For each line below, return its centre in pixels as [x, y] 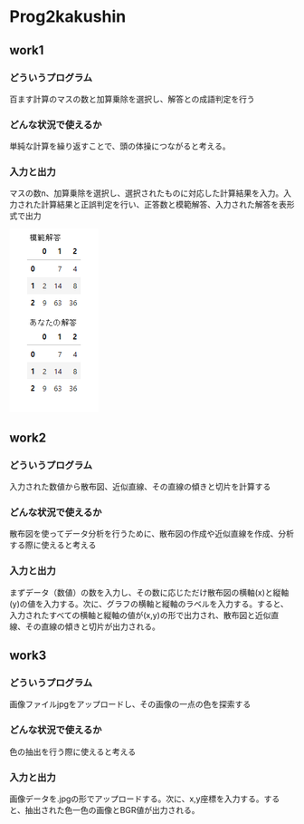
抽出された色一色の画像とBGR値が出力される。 [113, 810]
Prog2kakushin [68, 17]
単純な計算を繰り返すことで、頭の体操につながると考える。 [120, 146]
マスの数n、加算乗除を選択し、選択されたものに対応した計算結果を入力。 [147, 193]
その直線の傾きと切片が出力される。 [92, 626]
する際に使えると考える [53, 545]
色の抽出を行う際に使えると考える [73, 751]
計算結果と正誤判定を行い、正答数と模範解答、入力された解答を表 [163, 205]
